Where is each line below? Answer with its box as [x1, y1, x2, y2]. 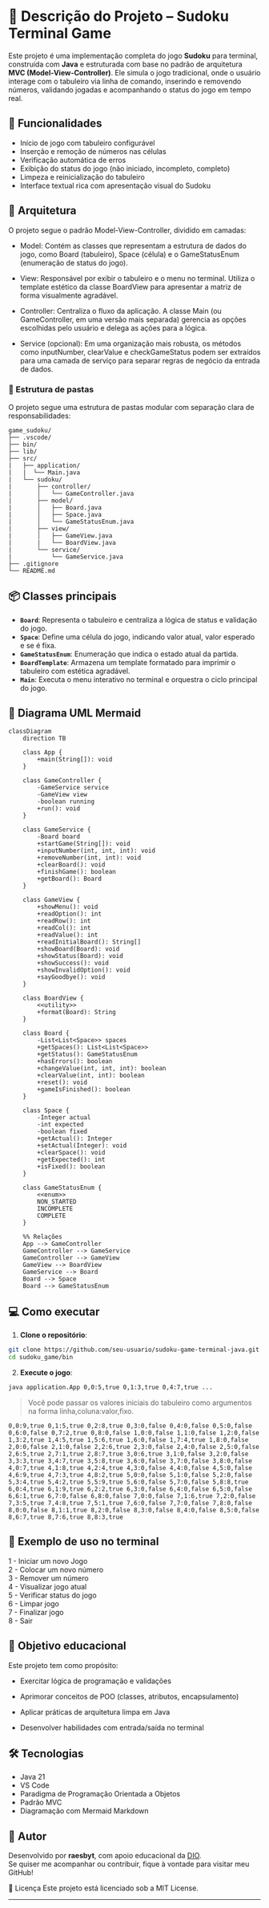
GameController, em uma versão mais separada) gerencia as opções [19, 315, 247, 324]
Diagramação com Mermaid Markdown [19, 1806, 150, 1816]
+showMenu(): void [37, 903, 98, 911]
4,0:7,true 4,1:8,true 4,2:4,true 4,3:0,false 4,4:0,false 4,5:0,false [8, 1463, 252, 1472]
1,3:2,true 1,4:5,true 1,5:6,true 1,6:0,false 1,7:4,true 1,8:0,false [8, 1435, 249, 1443]
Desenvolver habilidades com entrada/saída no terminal [19, 1723, 204, 1732]
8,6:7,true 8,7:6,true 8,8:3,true [8, 1512, 124, 1521]
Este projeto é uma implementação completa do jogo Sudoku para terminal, [8, 51, 259, 60]
